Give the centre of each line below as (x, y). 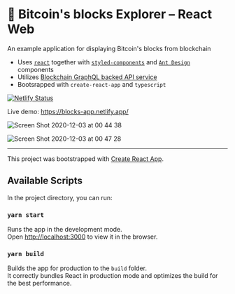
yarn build (26, 254)
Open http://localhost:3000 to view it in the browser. (83, 237)
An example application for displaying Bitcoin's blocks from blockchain (109, 48)
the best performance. (40, 283)
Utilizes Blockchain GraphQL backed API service (87, 77)
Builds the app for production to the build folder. (77, 268)
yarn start (26, 215)
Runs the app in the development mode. (65, 230)
